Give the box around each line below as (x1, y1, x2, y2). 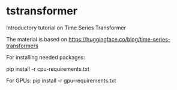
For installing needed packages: (6, 53, 85, 61)
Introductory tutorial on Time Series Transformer (6, 24, 126, 31)
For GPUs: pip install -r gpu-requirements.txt (6, 77, 116, 84)
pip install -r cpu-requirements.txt (6, 65, 90, 73)
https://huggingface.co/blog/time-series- (68, 35, 171, 43)
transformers (6, 42, 39, 49)
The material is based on (6, 35, 68, 43)
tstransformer (6, 4, 78, 18)
